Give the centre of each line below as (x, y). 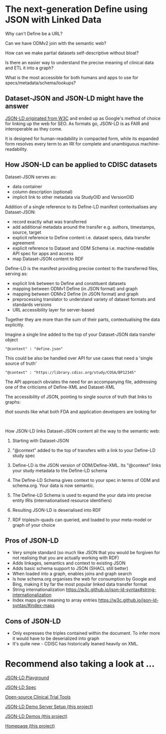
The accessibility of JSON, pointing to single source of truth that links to (79, 397)
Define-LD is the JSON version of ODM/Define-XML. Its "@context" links (86, 465)
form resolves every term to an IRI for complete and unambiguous (72, 144)
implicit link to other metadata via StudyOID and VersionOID (73, 197)
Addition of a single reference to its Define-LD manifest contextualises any (81, 207)
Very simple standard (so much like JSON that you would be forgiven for (86, 553)
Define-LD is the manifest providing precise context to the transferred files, (82, 268)
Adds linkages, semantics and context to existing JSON (69, 563)
